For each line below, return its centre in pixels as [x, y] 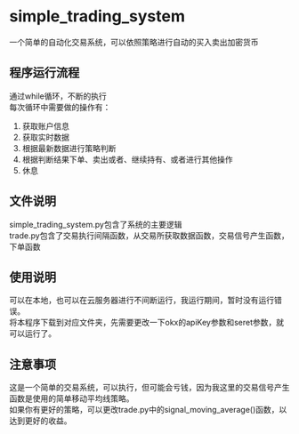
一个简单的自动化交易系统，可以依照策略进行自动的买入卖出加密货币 [134, 42]
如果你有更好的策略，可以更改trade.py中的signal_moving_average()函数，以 [148, 410]
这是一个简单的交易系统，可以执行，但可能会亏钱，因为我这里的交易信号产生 [149, 388]
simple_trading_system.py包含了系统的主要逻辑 [96, 224]
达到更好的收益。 [40, 421]
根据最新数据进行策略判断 [69, 148]
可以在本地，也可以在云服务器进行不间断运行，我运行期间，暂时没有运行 [141, 301]
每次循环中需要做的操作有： [60, 107]
